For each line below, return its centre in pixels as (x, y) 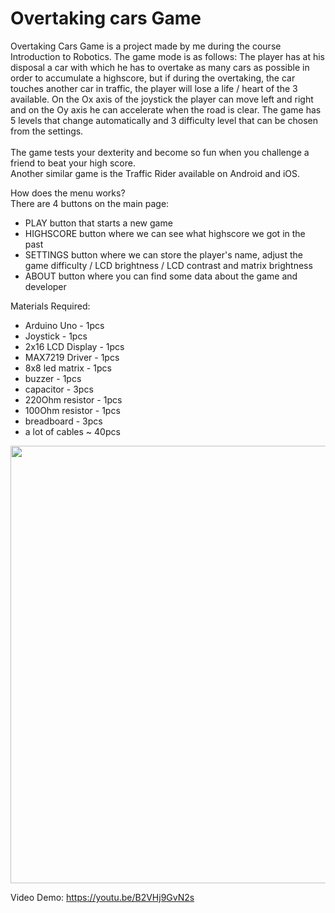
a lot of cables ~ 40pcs (72, 431)
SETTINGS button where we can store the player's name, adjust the (164, 254)
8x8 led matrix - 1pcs (68, 368)
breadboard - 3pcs (63, 421)
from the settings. (47, 131)
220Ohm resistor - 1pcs (73, 399)
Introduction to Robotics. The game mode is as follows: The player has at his (168, 56)
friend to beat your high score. (73, 163)
